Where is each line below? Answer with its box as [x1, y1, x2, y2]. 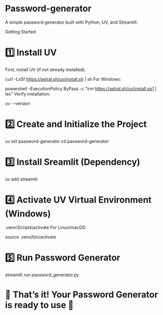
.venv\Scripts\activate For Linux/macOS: [5, 224, 87, 230]
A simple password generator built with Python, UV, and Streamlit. [5, 19, 138, 25]
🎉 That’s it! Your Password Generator [5, 289, 158, 300]
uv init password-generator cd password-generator [5, 138, 109, 144]
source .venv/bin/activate [5, 234, 56, 240]
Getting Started [5, 29, 36, 34]
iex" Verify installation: [5, 91, 50, 96]
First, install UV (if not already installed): [5, 66, 86, 72]
